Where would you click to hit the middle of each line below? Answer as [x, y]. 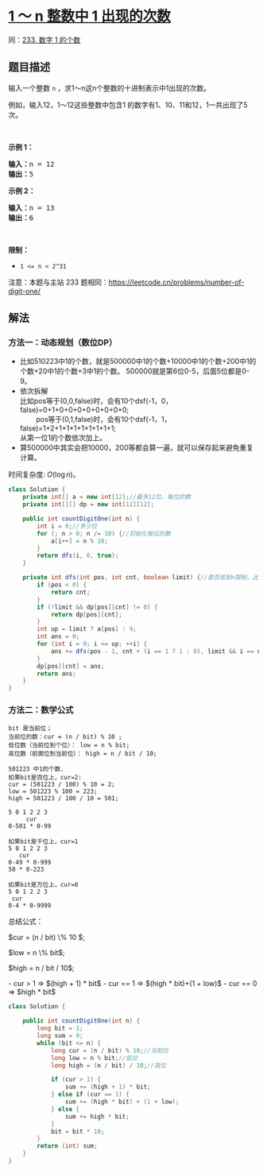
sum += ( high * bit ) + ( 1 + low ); [122, 1102]
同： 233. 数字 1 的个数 [44, 40]
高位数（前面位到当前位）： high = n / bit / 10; [83, 754]
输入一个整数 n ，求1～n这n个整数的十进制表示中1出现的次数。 [109, 87]
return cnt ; [70, 592]
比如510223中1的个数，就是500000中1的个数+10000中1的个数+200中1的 [138, 362]
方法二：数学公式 [41, 710]
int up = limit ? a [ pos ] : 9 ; [87, 629]
